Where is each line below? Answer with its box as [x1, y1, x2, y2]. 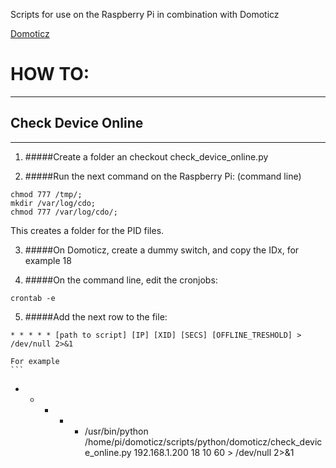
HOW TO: [10, 63, 90, 86]
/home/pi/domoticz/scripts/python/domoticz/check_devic [84, 435, 323, 448]
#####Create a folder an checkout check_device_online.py [24, 150, 269, 163]
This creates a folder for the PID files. [10, 224, 165, 236]
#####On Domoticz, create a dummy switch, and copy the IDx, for [24, 244, 300, 256]
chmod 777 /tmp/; [10, 189, 83, 199]
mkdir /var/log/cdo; [10, 198, 97, 208]
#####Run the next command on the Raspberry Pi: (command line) [24, 170, 302, 182]
